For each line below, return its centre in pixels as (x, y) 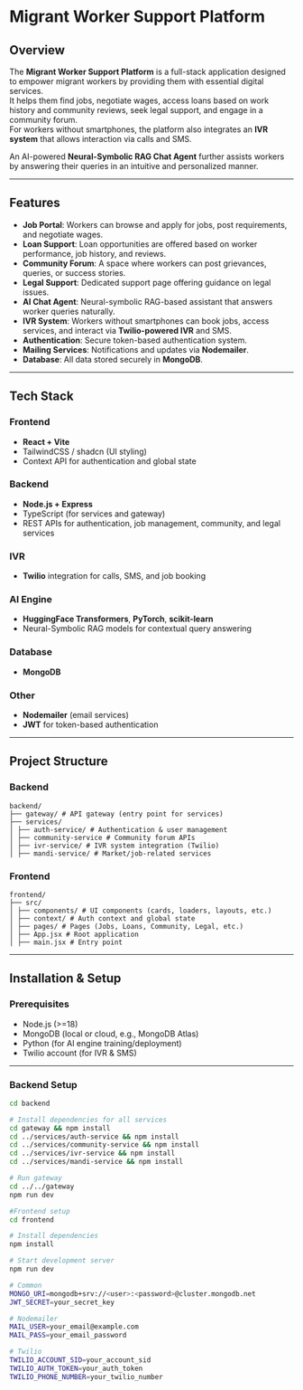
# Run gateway (36, 1178)
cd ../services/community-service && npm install (105, 1145)
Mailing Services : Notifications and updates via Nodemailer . (136, 349)
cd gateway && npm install (60, 1128)
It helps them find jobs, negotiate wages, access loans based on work (139, 100)
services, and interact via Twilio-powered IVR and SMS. (127, 330)
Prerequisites (39, 1004)
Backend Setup (44, 1084)
